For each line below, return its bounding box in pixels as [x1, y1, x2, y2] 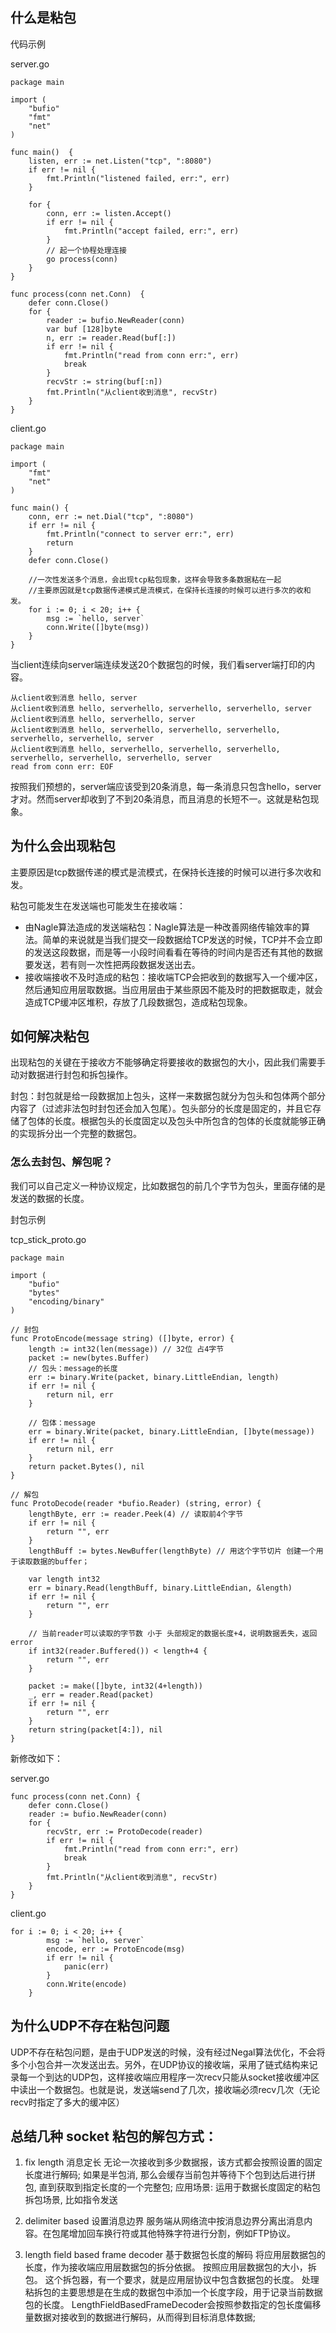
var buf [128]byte [46, 324, 123, 334]
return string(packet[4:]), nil [28, 1724, 163, 1735]
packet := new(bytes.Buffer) [28, 1353, 150, 1363]
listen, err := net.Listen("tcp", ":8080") [28, 156, 213, 166]
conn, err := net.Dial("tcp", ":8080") [28, 511, 195, 522]
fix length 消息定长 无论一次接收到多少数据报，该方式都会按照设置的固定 [24, 2156, 323, 2168]
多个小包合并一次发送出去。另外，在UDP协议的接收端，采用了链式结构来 [10, 2058, 310, 2070]
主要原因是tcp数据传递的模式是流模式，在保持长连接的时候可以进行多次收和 [10, 866, 322, 878]
